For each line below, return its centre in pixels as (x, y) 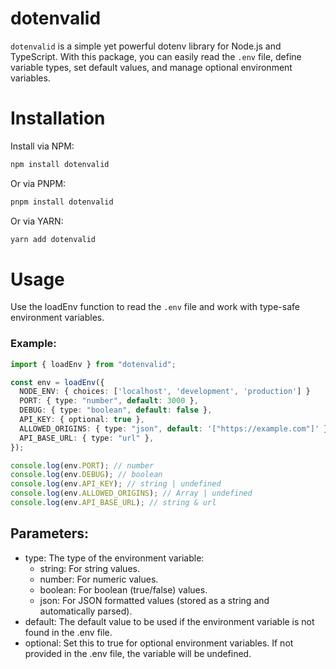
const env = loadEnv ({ (57, 382)
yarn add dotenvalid (53, 239)
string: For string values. (89, 568)
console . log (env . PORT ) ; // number (82, 465)
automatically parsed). (86, 611)
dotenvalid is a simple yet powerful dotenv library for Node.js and (146, 46)
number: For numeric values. (99, 579)
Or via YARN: (37, 221)
